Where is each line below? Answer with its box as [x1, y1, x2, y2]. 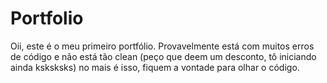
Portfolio [10, 7, 84, 30]
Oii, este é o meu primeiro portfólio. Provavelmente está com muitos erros [10, 40, 315, 52]
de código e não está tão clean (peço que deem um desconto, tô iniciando [10, 50, 317, 62]
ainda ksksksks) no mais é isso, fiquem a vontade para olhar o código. [10, 61, 300, 73]
